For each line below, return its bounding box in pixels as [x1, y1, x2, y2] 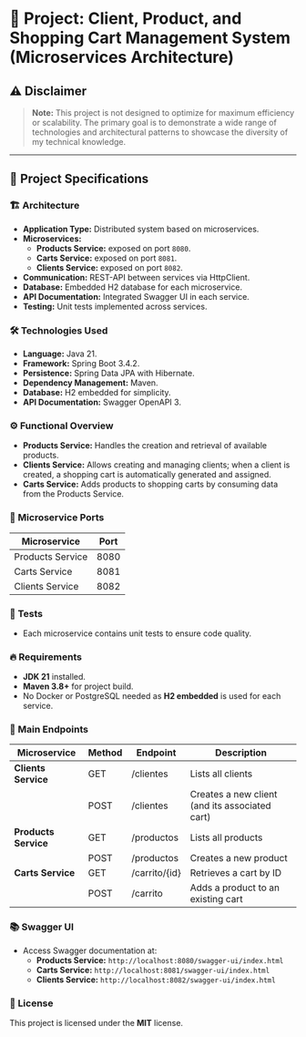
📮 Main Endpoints [9, 724, 89, 736]
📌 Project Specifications [9, 171, 149, 187]
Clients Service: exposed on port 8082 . [36, 262, 184, 272]
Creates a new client [189, 788, 278, 801]
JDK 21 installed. [22, 672, 87, 683]
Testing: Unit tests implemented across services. [22, 301, 208, 312]
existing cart [189, 893, 243, 906]
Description [215, 746, 267, 759]
